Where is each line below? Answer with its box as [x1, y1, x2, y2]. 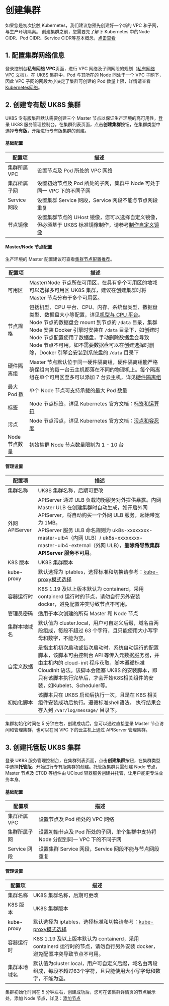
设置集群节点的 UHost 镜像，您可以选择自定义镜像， [37, 214, 160, 221]
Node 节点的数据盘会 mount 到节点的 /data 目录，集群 [29, 319, 157, 326]
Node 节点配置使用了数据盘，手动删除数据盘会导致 [29, 334, 149, 341]
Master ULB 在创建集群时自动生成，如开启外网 [38, 504, 148, 511]
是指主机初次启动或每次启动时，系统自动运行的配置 [38, 644, 159, 651]
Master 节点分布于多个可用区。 [29, 294, 103, 301]
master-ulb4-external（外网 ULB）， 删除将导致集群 [38, 542, 160, 549]
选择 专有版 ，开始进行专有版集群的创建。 [5, 127, 89, 134]
